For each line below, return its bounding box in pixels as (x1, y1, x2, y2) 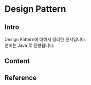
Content (4, 57, 30, 65)
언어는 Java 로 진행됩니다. (4, 42, 55, 48)
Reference (4, 73, 37, 82)
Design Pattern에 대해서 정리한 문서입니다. (4, 37, 86, 42)
